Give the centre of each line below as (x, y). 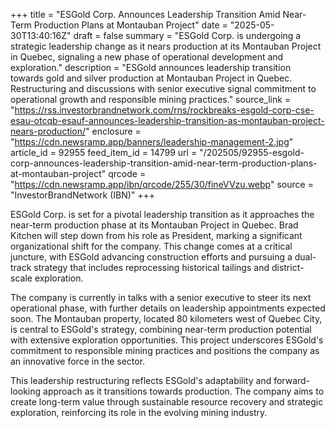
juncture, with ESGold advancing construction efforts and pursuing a (151, 257)
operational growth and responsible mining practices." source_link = (151, 99)
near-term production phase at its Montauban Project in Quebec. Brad (154, 225)
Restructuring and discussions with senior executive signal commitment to (163, 88)
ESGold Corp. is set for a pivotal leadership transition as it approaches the (162, 214)
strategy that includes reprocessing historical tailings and (151, 267)
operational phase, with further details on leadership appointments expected (168, 308)
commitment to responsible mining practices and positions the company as (165, 350)
